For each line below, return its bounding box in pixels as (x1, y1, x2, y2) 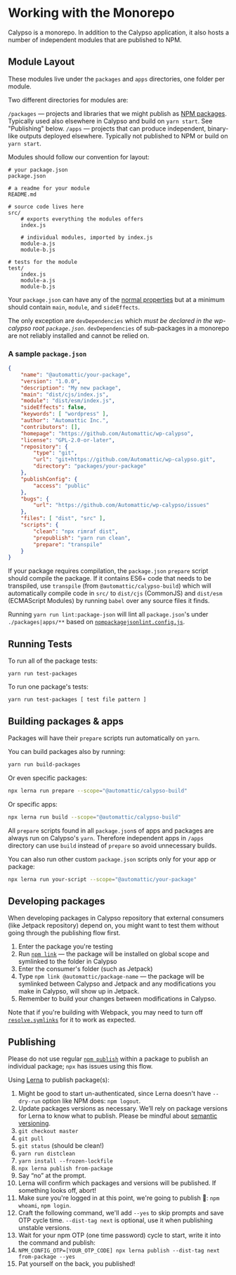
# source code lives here (8, 203, 84, 210)
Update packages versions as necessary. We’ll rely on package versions (18, 1104, 228, 1113)
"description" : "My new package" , (20, 384, 122, 391)
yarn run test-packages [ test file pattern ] (8, 696, 147, 703)
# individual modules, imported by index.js (20, 234, 153, 241)
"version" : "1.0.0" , (20, 378, 81, 385)
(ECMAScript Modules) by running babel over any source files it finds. (8, 597, 210, 605)
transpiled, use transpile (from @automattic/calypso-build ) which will (8, 581, 211, 590)
